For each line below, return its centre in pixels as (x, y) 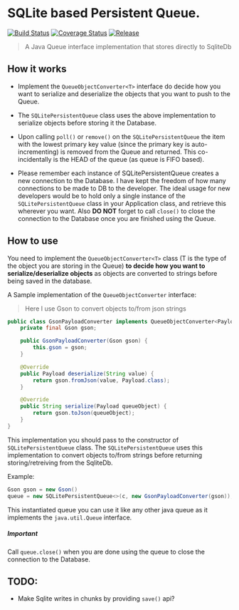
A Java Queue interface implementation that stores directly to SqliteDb (128, 46)
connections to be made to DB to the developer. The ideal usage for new (124, 188)
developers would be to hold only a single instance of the (102, 196)
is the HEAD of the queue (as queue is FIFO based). (129, 159)
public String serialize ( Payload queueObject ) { (94, 407)
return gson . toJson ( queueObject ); (84, 413)
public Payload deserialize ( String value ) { (87, 373)
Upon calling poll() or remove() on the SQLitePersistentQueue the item (121, 136)
